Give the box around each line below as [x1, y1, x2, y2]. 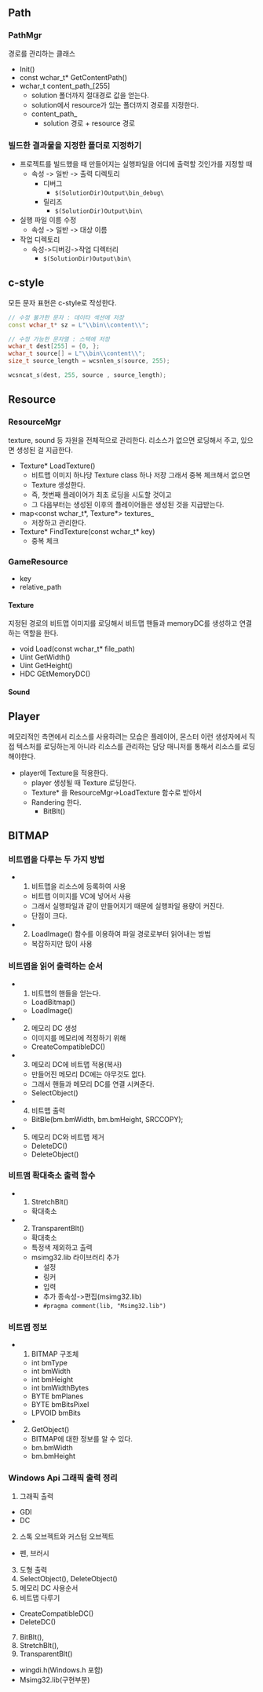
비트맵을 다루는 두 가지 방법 [8, 853, 105, 864]
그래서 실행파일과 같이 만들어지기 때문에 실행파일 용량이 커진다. [31, 901, 225, 911]
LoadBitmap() [31, 997, 76, 1007]
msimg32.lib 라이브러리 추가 [31, 1252, 120, 1262]
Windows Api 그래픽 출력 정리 [8, 1472, 118, 1483]
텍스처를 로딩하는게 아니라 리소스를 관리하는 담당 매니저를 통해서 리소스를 [16, 741, 241, 751]
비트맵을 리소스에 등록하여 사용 [31, 882, 126, 891]
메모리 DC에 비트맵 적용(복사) [31, 1059, 122, 1069]
